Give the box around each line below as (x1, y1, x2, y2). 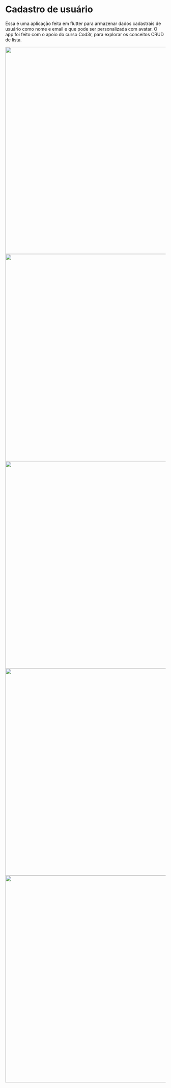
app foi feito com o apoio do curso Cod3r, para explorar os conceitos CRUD (5, 31, 164, 37)
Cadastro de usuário (5, 4, 93, 15)
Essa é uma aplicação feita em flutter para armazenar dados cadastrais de (5, 20, 161, 27)
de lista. (5, 37, 22, 43)
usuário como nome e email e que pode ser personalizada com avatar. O (5, 25, 158, 32)
